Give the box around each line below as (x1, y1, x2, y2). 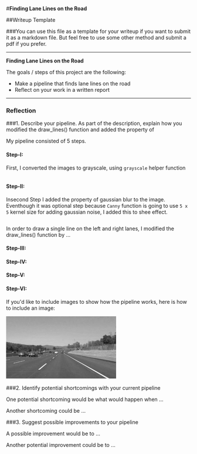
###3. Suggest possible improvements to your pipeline (6, 418, 139, 426)
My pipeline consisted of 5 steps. (6, 138, 87, 145)
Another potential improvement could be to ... (6, 441, 116, 448)
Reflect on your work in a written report (14, 87, 110, 93)
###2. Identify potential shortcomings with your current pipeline (6, 384, 161, 391)
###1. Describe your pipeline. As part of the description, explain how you (6, 120, 182, 127)
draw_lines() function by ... (6, 231, 71, 238)
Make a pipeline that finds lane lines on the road (14, 80, 131, 87)
